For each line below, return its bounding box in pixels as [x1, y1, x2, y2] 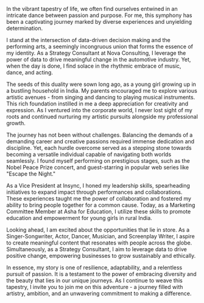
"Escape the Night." [6, 170, 56, 177]
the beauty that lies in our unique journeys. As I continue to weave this [6, 277, 183, 284]
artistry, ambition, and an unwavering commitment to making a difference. [6, 290, 192, 297]
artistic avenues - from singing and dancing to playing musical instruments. [6, 94, 195, 101]
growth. [6, 119, 26, 127]
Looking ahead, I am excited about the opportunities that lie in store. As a [6, 226, 190, 233]
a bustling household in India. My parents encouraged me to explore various [6, 87, 198, 94]
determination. [6, 24, 43, 32]
